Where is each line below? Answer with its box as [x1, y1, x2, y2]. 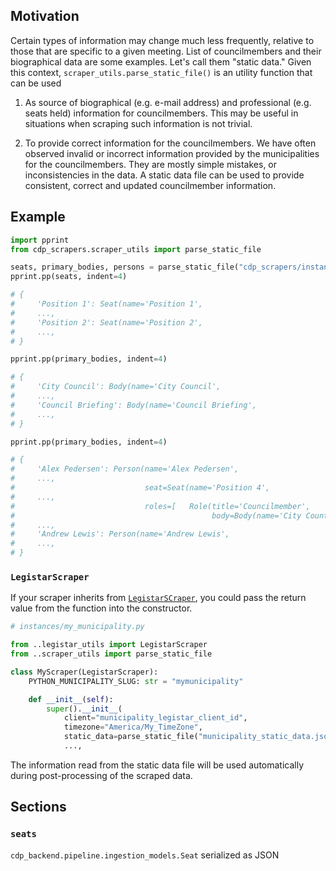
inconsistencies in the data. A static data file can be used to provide [24, 169, 305, 181]
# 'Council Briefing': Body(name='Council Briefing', [10, 400, 257, 410]
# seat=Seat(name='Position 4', [10, 483, 271, 493]
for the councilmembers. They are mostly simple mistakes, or [24, 158, 278, 170]
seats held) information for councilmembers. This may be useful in [24, 107, 299, 119]
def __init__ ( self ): [28, 694, 114, 704]
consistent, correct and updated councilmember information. [24, 179, 277, 191]
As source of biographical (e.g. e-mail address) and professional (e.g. [24, 96, 312, 108]
